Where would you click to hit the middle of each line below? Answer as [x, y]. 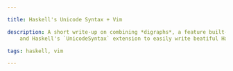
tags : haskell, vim [35, 51]
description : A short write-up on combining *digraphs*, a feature [107, 32]
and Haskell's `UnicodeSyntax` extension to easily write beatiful [119, 39]
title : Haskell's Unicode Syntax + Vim [65, 19]
